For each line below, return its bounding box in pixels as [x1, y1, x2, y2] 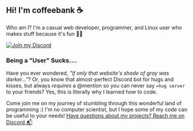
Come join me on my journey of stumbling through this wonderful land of [6, 100, 182, 107]
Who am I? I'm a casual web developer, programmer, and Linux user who [6, 23, 182, 31]
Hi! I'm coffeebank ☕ [6, 5, 84, 15]
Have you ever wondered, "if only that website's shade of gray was [6, 70, 170, 77]
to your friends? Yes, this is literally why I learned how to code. [6, 88, 157, 96]
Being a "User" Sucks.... [6, 56, 77, 64]
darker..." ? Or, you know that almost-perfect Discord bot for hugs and [6, 76, 174, 83]
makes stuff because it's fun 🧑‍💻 [6, 30, 83, 37]
